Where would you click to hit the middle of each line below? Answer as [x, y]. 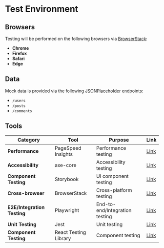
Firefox [20, 53]
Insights [64, 154]
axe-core [65, 165]
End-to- [106, 204]
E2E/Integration [26, 207]
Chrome [20, 48]
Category [29, 140]
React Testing [70, 232]
